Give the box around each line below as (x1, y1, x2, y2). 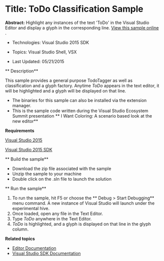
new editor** (12, 118, 38, 124)
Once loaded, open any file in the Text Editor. (12, 211, 103, 216)
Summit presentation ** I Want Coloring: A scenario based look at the (12, 113, 152, 119)
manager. (12, 102, 32, 108)
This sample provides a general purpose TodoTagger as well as (5, 77, 133, 83)
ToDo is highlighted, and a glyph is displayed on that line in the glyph (12, 221, 151, 227)
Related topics (5, 236, 35, 241)
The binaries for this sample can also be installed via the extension (12, 97, 147, 103)
